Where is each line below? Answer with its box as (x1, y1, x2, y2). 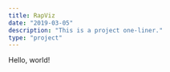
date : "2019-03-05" (8, 19, 74, 27)
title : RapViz (8, 11, 56, 20)
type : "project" (8, 33, 63, 42)
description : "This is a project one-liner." (8, 26, 163, 34)
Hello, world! (8, 55, 51, 65)
